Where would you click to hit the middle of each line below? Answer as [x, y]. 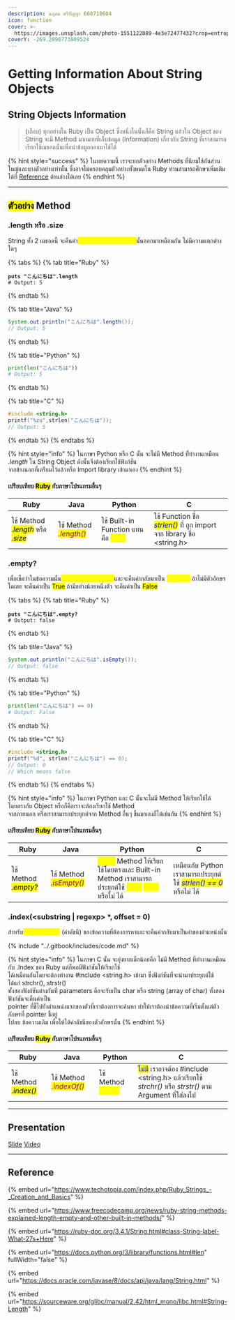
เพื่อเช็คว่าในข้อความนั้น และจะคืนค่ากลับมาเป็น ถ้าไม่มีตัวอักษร [117, 579]
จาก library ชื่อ [175, 534]
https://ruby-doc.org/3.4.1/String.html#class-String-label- [137, 1231]
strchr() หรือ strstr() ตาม [175, 1086]
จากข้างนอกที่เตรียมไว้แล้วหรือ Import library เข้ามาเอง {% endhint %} [95, 469]
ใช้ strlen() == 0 [198, 883]
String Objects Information [67, 115]
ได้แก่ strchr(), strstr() [37, 983]
